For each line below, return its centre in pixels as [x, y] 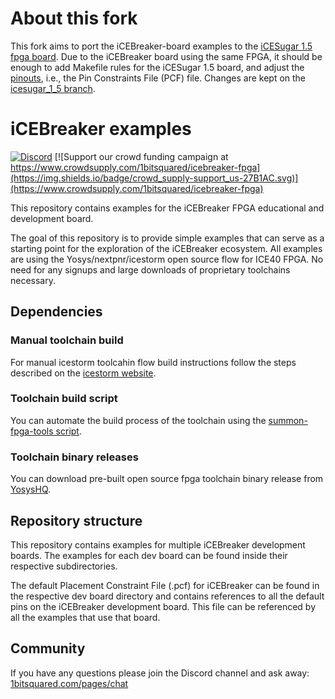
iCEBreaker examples [101, 129]
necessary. [33, 280]
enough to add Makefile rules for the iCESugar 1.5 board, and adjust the [157, 67]
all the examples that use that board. [85, 617]
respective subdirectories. [64, 566]
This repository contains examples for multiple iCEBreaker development [158, 544]
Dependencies [56, 312]
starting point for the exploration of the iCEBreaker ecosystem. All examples [166, 248]
